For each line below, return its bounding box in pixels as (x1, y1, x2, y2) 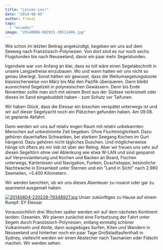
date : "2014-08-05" (5, 12, 45, 17)
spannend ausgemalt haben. (5, 185, 62, 190)
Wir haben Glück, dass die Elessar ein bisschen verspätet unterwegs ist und (5, 104, 157, 109)
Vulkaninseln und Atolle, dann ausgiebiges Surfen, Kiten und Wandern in (5, 225, 150, 230)
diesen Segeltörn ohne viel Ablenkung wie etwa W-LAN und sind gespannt (5, 149, 155, 155)
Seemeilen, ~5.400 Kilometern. (5, 170, 68, 176)
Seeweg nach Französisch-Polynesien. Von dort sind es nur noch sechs (5, 48, 149, 54)
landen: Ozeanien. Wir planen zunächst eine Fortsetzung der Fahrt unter (5, 214, 150, 220)
